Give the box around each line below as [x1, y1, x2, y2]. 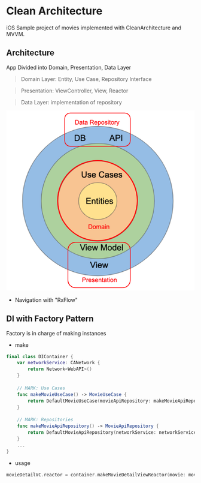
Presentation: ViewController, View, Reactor [20, 87, 129, 94]
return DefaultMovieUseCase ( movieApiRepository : [28, 398, 151, 404]
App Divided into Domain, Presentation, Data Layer [6, 64, 132, 71]
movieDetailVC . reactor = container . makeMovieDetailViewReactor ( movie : [6, 472, 186, 478]
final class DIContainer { [6, 353, 74, 359]
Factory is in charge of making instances [6, 329, 106, 337]
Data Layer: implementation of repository [20, 98, 122, 106]
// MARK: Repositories [17, 417, 74, 423]
